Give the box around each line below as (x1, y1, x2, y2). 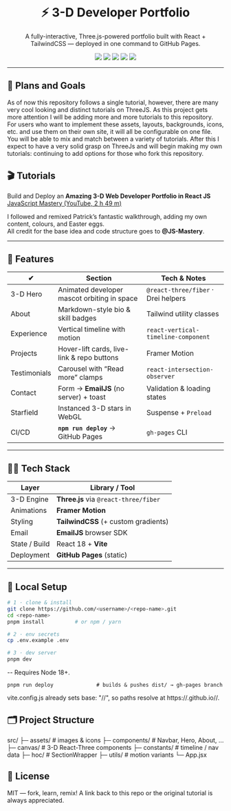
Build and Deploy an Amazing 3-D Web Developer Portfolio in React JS (7, 192, 211, 200)
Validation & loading (146, 384, 211, 393)
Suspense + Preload (146, 408, 212, 418)
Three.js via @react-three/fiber (56, 494, 161, 504)
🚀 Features (7, 253, 54, 264)
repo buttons (77, 353, 119, 363)
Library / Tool (90, 483, 135, 492)
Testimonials (10, 368, 52, 378)
